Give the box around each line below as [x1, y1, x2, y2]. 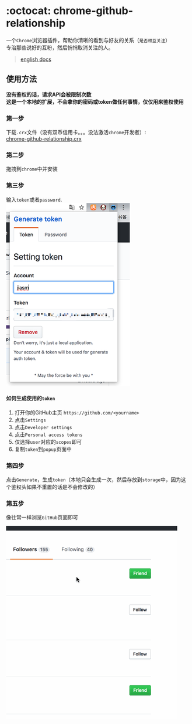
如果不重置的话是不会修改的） [26, 484, 98, 491]
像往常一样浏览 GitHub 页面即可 [6, 514, 78, 521]
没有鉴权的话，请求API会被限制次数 [6, 91, 92, 98]
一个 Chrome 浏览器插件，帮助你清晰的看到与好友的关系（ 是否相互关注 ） [6, 36, 171, 43]
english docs [20, 56, 51, 63]
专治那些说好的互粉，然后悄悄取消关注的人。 [6, 44, 114, 51]
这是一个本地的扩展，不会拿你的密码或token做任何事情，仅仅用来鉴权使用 [6, 98, 184, 105]
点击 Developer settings [14, 423, 72, 430]
